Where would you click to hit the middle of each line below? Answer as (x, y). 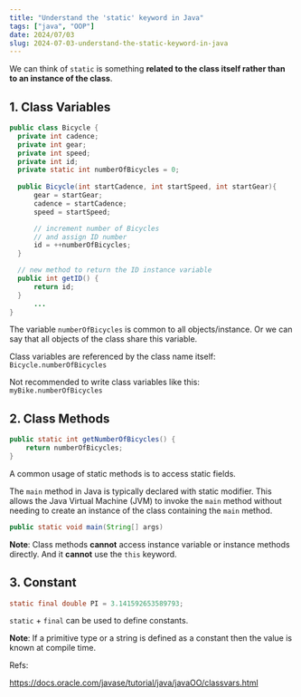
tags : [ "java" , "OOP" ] (52, 26)
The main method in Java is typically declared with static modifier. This (141, 491)
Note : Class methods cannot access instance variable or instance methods (150, 544)
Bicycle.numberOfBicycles (58, 365)
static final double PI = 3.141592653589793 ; (96, 604)
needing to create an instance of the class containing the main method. (141, 510)
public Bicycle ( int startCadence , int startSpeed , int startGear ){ (147, 187)
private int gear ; (52, 145)
